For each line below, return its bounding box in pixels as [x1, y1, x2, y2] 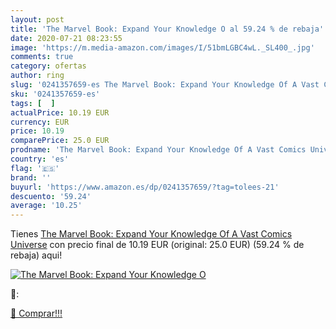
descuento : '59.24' [10, 191, 92, 201]
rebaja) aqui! [10, 249, 63, 261]
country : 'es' [10, 154, 70, 164]
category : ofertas [10, 61, 87, 71]
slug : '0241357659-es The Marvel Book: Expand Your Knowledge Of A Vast [10, 80, 320, 90]
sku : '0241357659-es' [10, 89, 101, 99]
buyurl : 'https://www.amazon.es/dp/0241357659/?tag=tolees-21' [10, 182, 280, 192]
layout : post [10, 14, 65, 25]
